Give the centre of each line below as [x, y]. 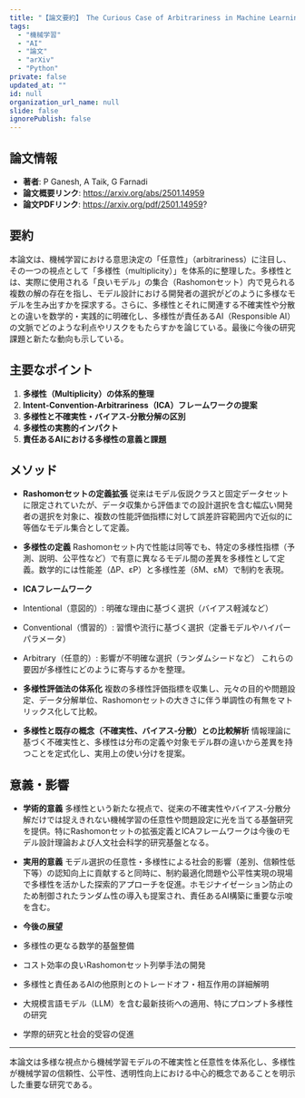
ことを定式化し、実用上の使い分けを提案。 [110, 753]
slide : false [34, 111]
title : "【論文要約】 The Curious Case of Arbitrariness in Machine [138, 18]
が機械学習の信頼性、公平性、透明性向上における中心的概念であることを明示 [152, 1073]
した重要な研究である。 [53, 1084]
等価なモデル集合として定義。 [78, 528]
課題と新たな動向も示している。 [69, 338]
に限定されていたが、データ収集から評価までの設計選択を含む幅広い [150, 505]
